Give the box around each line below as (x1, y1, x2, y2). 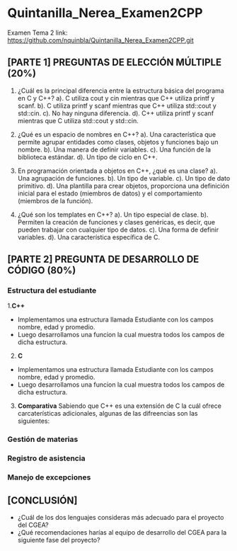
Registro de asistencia (7, 453, 86, 463)
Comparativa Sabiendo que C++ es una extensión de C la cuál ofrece (17, 402, 221, 410)
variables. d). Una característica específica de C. (17, 232, 161, 242)
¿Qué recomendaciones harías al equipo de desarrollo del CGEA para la (17, 528, 227, 537)
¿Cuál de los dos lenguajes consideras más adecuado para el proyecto (17, 513, 224, 522)
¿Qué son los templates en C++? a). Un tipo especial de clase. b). (17, 210, 209, 219)
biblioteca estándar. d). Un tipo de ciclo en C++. (17, 152, 158, 161)
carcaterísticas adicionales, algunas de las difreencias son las (17, 409, 198, 418)
